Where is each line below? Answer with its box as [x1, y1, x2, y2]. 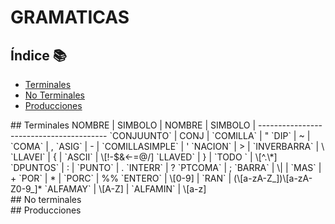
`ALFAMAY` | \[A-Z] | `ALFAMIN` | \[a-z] [44, 183, 207, 195]
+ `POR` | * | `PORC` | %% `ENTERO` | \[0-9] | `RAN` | [10, 172, 232, 184]
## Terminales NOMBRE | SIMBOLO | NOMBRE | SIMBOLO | [10, 119, 257, 131]
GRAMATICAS [10, 6, 130, 29]
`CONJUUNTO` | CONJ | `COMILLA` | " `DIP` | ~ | [109, 130, 311, 141]
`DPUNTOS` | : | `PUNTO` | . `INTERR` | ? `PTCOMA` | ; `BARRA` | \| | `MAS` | [10, 162, 322, 173]
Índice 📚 [10, 47, 67, 64]
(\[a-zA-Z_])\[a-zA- [233, 172, 313, 184]
